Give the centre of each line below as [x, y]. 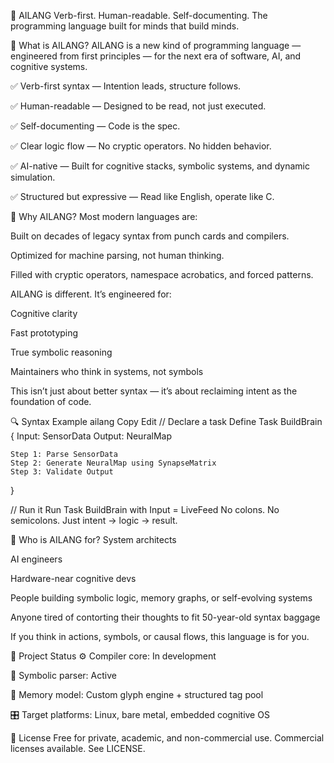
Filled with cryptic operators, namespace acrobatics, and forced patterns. [162, 274]
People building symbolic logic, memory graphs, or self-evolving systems [161, 598]
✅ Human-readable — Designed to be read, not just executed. [138, 106]
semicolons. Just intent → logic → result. [94, 520]
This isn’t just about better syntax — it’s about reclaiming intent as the [154, 391]
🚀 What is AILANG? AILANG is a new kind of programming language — [156, 45]
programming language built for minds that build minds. [125, 26]
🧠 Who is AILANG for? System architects [93, 539]
